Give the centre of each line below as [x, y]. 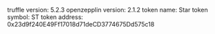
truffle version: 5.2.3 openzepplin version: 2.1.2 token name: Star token [108, 10]
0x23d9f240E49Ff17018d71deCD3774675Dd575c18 [81, 24]
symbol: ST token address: [45, 17]
